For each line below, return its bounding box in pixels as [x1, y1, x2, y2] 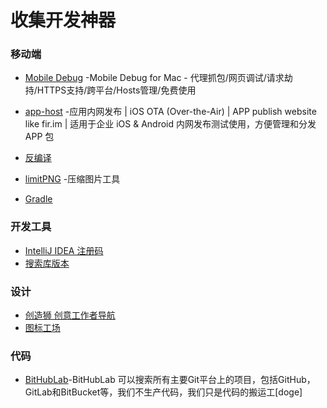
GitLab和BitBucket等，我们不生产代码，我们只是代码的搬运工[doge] [24, 386, 303, 398]
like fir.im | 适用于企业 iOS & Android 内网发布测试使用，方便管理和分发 [24, 118, 317, 130]
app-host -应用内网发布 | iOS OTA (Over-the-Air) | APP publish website [24, 106, 317, 118]
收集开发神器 [10, 9, 117, 32]
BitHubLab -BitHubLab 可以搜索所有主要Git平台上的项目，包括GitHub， [24, 374, 316, 386]
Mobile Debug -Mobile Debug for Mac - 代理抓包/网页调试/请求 [24, 72, 285, 84]
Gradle [24, 193, 53, 205]
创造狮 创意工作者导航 [24, 309, 116, 321]
